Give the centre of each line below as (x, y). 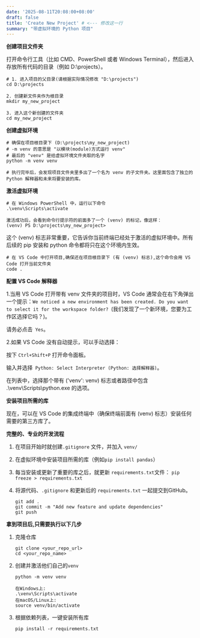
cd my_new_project (29, 119)
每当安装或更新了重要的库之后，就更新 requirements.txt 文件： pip (97, 472)
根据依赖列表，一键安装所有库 (52, 618)
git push (26, 512)
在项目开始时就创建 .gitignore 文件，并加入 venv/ (76, 447)
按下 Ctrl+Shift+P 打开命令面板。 (47, 355)
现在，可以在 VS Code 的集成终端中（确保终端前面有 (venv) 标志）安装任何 (99, 413)
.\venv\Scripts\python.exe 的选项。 (50, 388)
